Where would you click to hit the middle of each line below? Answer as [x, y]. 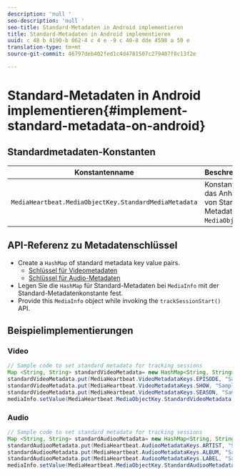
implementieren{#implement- [97, 111]
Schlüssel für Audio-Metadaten [74, 278]
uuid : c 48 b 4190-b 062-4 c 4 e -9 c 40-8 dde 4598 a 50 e [99, 41]
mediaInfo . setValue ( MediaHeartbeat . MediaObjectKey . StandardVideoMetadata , [121, 399]
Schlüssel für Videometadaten [73, 270]
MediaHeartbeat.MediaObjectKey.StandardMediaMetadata [104, 202]
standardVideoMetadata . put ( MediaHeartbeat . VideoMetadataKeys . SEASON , [113, 392]
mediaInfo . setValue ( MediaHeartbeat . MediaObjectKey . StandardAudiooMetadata [121, 465]
